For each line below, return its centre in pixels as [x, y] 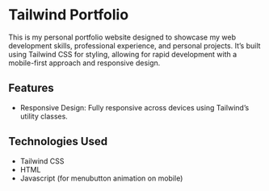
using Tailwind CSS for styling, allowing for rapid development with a [123, 54]
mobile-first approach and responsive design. [84, 63]
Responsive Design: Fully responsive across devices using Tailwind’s [134, 107]
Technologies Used [58, 141]
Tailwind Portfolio [69, 15]
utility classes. [44, 116]
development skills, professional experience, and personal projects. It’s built [134, 45]
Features [31, 88]
